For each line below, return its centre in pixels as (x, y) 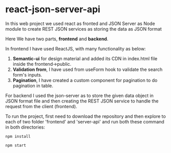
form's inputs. (27, 74)
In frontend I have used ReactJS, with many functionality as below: (76, 48)
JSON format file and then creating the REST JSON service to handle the (82, 101)
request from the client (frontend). (41, 106)
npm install (18, 136)
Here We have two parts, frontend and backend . (57, 39)
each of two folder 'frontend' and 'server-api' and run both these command (85, 121)
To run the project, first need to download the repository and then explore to (86, 116)
